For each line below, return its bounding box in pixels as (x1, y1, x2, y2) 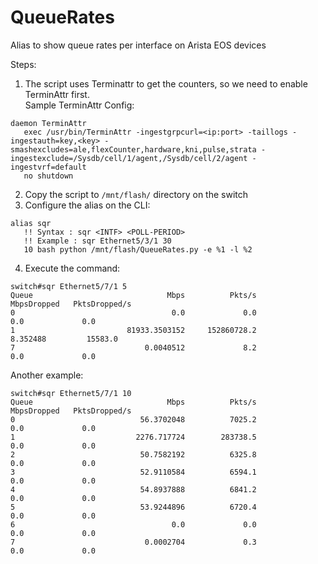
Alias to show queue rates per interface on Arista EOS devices (10, 39, 267, 51)
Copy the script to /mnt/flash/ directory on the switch (24, 188, 249, 200)
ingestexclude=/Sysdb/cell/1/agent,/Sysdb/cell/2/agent (10, 153, 248, 163)
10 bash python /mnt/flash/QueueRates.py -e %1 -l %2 (23, 244, 253, 255)
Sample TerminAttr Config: (24, 99, 135, 111)
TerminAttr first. (24, 88, 90, 100)
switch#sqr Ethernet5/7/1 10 (10, 388, 132, 398)
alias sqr (10, 218, 52, 228)
